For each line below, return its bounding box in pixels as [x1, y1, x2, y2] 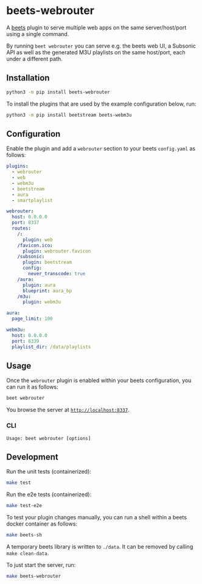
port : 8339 [12, 338, 40, 344]
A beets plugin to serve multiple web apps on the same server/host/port [6, 24, 187, 31]
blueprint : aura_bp [22, 287, 72, 294]
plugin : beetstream [22, 259, 72, 265]
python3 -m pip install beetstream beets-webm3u [6, 112, 132, 118]
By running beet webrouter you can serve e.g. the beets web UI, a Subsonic [6, 42, 197, 49]
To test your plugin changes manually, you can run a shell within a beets [6, 514, 187, 521]
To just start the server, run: [6, 561, 76, 568]
